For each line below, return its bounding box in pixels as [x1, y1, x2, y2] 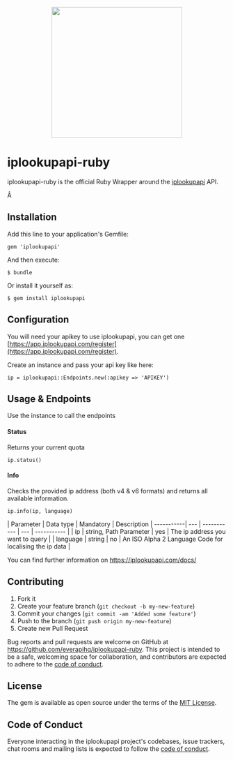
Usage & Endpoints [7, 393, 92, 405]
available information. [7, 494, 70, 502]
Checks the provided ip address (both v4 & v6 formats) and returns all [7, 486, 208, 495]
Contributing [7, 576, 64, 588]
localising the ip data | [7, 542, 71, 551]
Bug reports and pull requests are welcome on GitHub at [7, 637, 169, 646]
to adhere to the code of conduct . [7, 660, 104, 668]
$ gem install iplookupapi [7, 295, 86, 301]
